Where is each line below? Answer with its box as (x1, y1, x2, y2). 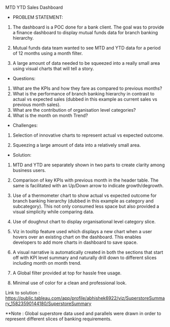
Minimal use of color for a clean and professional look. (12, 280, 127, 286)
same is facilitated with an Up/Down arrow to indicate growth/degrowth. (12, 183, 164, 188)
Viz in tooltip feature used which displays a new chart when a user (12, 229, 152, 234)
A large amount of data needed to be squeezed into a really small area (12, 60, 160, 66)
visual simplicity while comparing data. (12, 209, 94, 215)
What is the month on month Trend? (12, 112, 88, 118)
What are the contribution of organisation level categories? (12, 107, 136, 113)
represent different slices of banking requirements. (5, 316, 112, 322)
